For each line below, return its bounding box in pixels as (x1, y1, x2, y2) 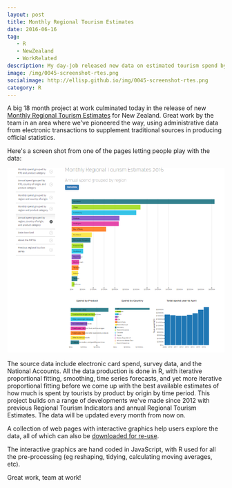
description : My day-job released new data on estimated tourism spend (7, 62, 217, 69)
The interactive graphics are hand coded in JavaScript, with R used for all (7, 445, 216, 453)
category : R (7, 84, 41, 91)
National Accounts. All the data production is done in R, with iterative (7, 367, 202, 375)
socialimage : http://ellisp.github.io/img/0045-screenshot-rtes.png (7, 77, 209, 84)
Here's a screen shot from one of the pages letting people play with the (7, 147, 211, 155)
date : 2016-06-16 (7, 26, 57, 33)
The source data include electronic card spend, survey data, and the (7, 360, 202, 368)
